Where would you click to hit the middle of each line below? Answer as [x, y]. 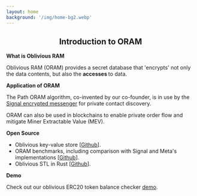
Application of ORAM [33, 86]
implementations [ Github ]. [47, 158]
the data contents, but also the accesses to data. [67, 74]
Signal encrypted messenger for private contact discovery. [79, 104]
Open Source [23, 133]
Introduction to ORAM [101, 42]
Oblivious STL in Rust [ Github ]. [53, 164]
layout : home [22, 12]
